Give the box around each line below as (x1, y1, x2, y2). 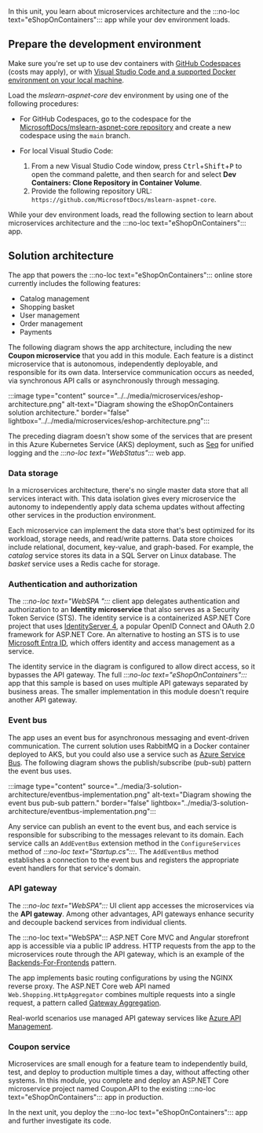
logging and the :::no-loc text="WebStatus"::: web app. (8, 448, 186, 457)
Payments (19, 327, 53, 336)
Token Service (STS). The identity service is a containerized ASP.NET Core (8, 613, 251, 623)
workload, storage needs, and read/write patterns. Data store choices (8, 533, 234, 543)
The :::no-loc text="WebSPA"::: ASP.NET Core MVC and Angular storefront (8, 933, 250, 942)
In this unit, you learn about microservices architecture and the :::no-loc (8, 7, 240, 16)
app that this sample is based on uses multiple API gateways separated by (8, 679, 249, 688)
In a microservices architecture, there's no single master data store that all (8, 485, 249, 494)
